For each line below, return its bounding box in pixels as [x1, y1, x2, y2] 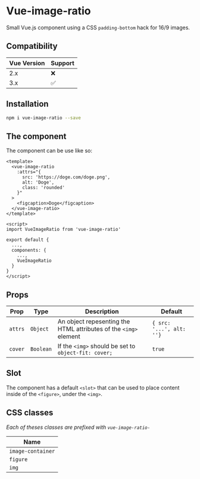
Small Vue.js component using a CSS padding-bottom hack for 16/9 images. [6, 24, 190, 31]
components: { [11, 248, 46, 254]
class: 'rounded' [21, 185, 65, 191]
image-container [9, 447, 55, 455]
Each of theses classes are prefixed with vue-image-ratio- [6, 424, 151, 431]
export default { [6, 237, 49, 243]
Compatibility [6, 41, 58, 51]
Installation [6, 99, 49, 109]
